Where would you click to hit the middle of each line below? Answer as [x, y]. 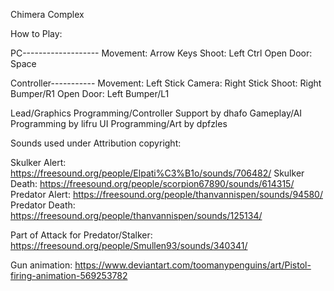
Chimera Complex [47, 14]
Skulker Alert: [38, 162]
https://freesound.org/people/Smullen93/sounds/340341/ [129, 245]
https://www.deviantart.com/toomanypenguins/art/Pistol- [193, 265]
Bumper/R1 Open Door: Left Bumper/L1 [90, 93]
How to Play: [36, 33]
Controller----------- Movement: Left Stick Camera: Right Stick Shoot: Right [166, 83]
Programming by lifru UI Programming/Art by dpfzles [119, 123]
